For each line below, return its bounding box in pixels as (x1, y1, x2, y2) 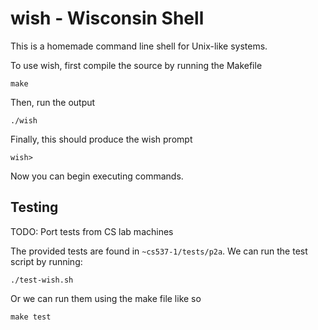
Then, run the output (10, 96, 96, 108)
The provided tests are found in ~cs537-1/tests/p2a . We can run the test (10, 245, 308, 257)
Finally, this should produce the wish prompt (10, 133, 193, 145)
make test (10, 312, 52, 322)
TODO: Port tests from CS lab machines (10, 225, 174, 237)
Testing (10, 199, 59, 216)
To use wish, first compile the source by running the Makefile (10, 59, 263, 71)
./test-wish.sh (10, 275, 74, 285)
